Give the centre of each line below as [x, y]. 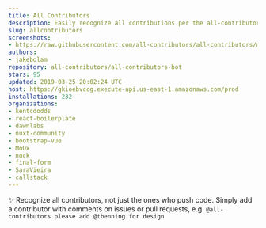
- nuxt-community [37, 133]
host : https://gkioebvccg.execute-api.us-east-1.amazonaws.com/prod [123, 89]
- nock [19, 155]
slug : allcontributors [46, 30]
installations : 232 [40, 97]
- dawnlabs [26, 126]
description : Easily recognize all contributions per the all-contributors [136, 23]
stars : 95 [25, 74]
